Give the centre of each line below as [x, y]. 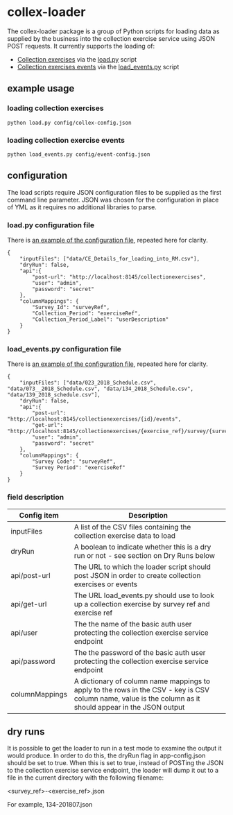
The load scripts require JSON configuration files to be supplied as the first [114, 192]
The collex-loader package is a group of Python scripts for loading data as [113, 31]
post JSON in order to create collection [137, 575]
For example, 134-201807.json [50, 805]
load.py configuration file [51, 225]
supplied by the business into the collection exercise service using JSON [111, 38]
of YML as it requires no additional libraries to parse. [82, 207]
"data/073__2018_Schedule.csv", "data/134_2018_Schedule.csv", [101, 389]
